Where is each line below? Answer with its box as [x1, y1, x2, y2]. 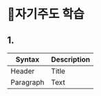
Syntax [15, 55, 40, 64]
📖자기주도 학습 [7, 6, 85, 22]
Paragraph [10, 77, 45, 87]
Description [51, 55, 91, 64]
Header [10, 66, 35, 76]
